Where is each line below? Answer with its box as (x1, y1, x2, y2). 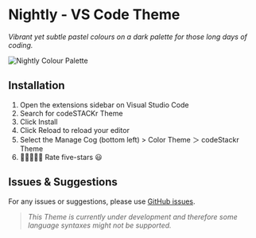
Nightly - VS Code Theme (8, 6, 180, 24)
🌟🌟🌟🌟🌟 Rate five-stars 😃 (19, 152, 103, 162)
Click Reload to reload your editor (19, 125, 130, 135)
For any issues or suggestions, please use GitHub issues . (8, 197, 196, 206)
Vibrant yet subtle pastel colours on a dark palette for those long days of (8, 32, 248, 41)
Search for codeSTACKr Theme (19, 108, 123, 118)
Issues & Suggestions (8, 175, 118, 189)
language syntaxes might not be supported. (27, 220, 173, 230)
